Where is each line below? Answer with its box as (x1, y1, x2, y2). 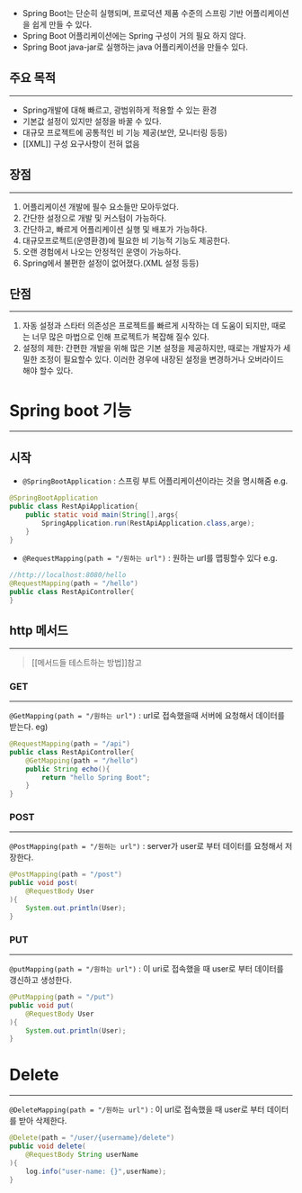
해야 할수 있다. (22, 366, 74, 376)
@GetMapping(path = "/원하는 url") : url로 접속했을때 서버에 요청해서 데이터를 (9, 710, 285, 721)
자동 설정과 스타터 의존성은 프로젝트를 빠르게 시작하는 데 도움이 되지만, (22, 321, 270, 331)
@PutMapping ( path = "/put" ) (9, 993, 115, 1002)
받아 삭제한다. (18, 1116, 67, 1126)
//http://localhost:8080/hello (9, 571, 127, 580)
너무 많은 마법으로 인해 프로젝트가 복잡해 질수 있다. (31, 331, 209, 342)
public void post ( (9, 879, 78, 888)
